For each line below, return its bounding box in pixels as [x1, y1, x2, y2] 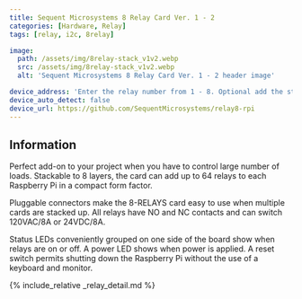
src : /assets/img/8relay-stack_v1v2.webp [17, 63, 175, 72]
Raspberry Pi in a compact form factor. [9, 180, 153, 191]
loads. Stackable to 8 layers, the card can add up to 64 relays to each [9, 171, 267, 181]
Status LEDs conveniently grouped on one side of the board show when [9, 234, 276, 245]
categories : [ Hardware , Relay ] [9, 22, 127, 31]
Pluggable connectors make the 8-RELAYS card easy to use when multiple [9, 198, 286, 208]
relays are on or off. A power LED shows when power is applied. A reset [9, 243, 275, 254]
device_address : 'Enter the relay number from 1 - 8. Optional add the [9, 87, 283, 96]
